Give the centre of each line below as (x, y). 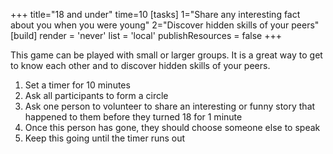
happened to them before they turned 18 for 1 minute (133, 117)
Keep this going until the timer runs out (105, 138)
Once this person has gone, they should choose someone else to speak (172, 127)
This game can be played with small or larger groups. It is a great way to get (166, 55)
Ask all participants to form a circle (96, 95)
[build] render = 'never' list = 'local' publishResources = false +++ (146, 35)
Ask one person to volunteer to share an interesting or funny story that (170, 106)
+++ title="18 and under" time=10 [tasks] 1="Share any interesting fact (155, 14)
